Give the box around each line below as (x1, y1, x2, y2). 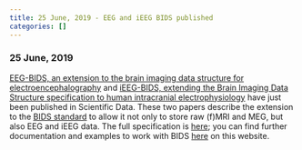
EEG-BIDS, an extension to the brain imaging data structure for (9, 72, 244, 83)
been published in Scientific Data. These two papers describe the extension (9, 101, 294, 112)
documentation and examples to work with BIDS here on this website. (9, 130, 270, 141)
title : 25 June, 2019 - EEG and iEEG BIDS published (9, 13, 214, 23)
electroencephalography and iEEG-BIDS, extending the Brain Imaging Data (9, 82, 289, 93)
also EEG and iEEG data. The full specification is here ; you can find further (9, 120, 288, 132)
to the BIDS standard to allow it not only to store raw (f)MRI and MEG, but (9, 111, 284, 122)
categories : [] (9, 22, 67, 31)
